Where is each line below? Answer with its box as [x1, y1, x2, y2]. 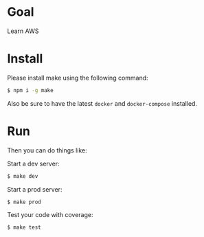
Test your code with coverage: [7, 211, 93, 219]
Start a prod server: [7, 185, 63, 193]
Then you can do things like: [7, 146, 87, 155]
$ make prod [7, 199, 41, 205]
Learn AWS [7, 27, 39, 35]
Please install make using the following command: [7, 74, 149, 82]
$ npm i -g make [7, 87, 54, 93]
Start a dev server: [7, 159, 60, 168]
